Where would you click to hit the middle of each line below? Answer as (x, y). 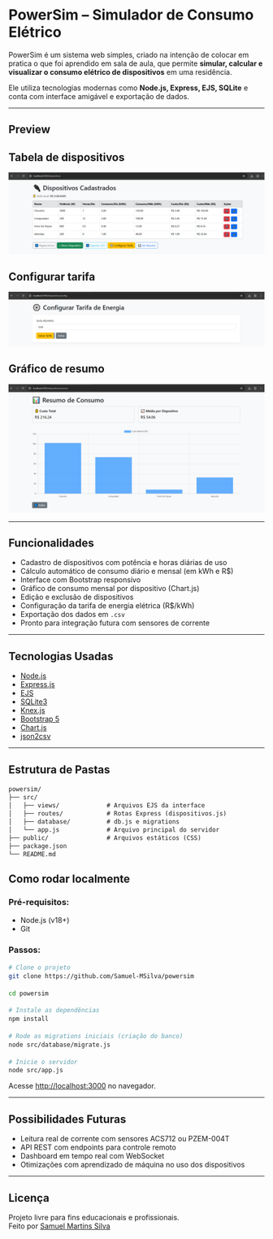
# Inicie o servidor (43, 1062)
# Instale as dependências (54, 1011)
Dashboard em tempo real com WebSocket (92, 1156)
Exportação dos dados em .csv (73, 615)
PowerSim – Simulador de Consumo (131, 15)
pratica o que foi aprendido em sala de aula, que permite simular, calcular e (136, 63)
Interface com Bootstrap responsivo (80, 580)
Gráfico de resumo (56, 369)
